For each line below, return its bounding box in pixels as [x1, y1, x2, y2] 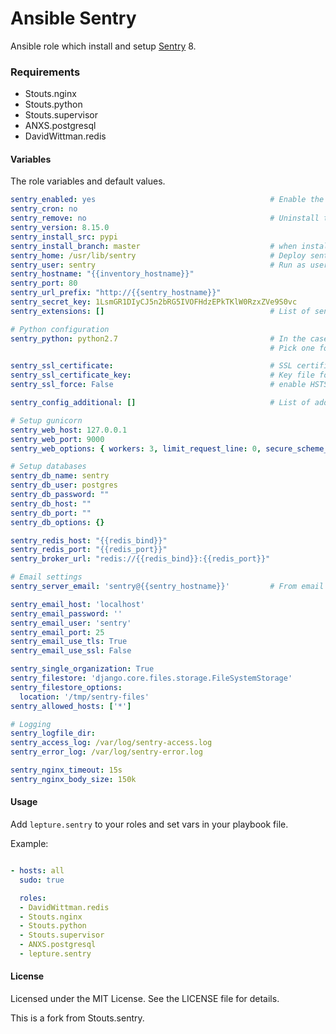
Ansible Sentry [10, 7, 137, 30]
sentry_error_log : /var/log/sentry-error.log [10, 747, 203, 757]
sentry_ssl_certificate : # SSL [10, 361, 293, 371]
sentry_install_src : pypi [10, 232, 118, 242]
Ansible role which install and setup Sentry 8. [10, 40, 197, 52]
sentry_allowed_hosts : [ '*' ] [10, 701, 132, 711]
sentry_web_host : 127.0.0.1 [10, 425, 128, 435]
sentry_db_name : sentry [10, 471, 110, 481]
